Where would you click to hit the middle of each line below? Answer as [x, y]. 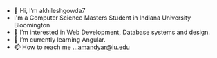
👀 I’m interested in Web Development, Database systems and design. [112, 32]
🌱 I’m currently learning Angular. [59, 40]
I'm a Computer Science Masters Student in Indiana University [102, 18]
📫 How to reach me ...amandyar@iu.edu [72, 47]
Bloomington [32, 25]
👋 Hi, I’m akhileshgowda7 [49, 11]
